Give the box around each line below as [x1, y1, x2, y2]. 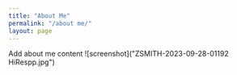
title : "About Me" [8, 11, 70, 20]
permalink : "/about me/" [8, 19, 92, 27]
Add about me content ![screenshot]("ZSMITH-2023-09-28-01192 [8, 49, 229, 59]
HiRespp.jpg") [8, 57, 55, 67]
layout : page [8, 27, 53, 35]
